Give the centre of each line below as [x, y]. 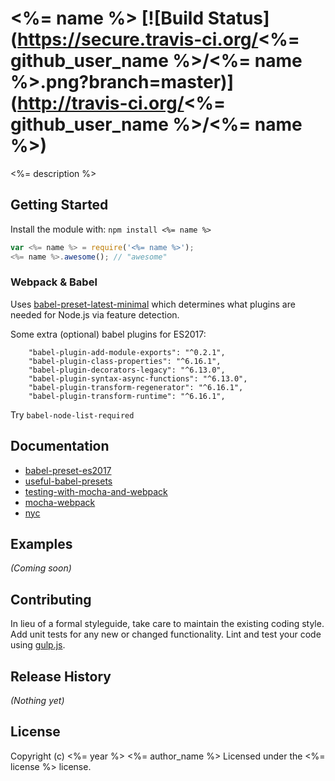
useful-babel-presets [68, 481]
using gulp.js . [38, 645]
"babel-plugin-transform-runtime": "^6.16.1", [127, 396]
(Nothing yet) [37, 701]
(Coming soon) [41, 568]
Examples [41, 544]
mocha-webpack [60, 502]
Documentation [60, 446]
